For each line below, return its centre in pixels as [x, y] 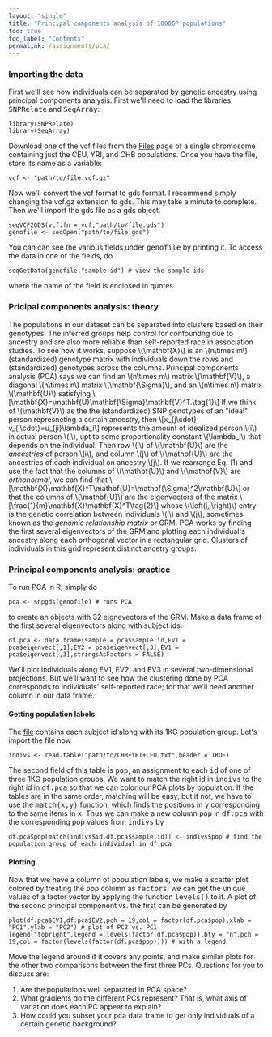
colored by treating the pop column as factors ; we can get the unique [127, 889]
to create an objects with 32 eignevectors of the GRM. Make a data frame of [135, 617]
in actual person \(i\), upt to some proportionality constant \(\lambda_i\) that [135, 436]
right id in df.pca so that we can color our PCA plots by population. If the [131, 787]
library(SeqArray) [39, 131]
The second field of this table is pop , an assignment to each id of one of [130, 770]
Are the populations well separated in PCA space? [104, 990]
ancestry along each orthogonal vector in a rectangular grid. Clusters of [128, 540]
